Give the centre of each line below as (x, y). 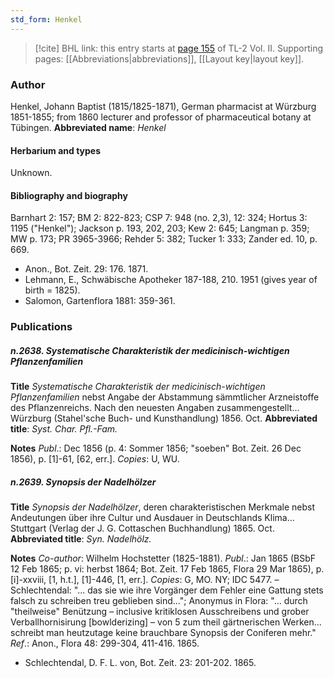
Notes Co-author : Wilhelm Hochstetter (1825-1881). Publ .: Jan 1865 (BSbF (163, 558)
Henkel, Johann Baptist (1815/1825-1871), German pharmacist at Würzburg (163, 106)
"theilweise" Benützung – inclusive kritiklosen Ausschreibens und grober (160, 612)
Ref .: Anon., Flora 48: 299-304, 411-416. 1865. (105, 643)
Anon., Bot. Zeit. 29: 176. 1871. (86, 269)
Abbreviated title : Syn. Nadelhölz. (81, 539)
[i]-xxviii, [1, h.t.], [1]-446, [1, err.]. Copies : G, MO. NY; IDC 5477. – (145, 580)
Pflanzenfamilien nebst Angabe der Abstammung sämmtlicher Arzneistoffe (165, 397)
